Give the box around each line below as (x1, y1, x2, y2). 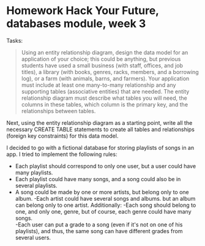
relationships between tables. (21, 107, 96, 114)
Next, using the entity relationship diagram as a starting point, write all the (6, 119, 193, 126)
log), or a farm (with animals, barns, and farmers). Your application (21, 75, 190, 82)
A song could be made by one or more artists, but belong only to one (15, 188, 190, 196)
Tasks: (6, 37, 23, 44)
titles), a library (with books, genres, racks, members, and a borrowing (21, 68, 199, 75)
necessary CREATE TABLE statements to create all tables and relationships (6, 125, 195, 133)
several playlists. (15, 182, 58, 189)
